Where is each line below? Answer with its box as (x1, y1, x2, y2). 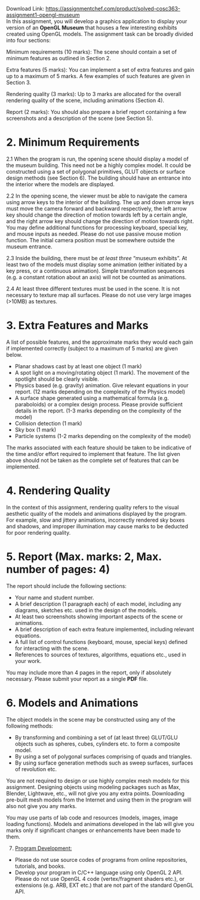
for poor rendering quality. (6, 529, 71, 536)
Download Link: (6, 5, 45, 12)
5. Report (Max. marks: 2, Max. (6, 550, 162, 563)
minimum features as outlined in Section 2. (6, 55, 112, 61)
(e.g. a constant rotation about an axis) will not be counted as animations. (6, 273, 187, 281)
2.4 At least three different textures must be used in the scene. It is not (6, 285, 180, 292)
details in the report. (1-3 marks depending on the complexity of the (14, 407, 181, 414)
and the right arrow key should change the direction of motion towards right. (6, 217, 194, 224)
